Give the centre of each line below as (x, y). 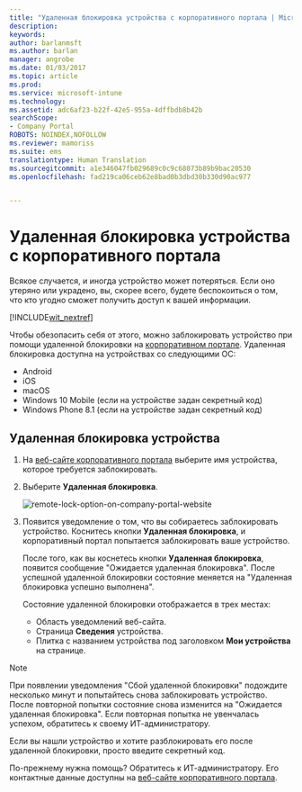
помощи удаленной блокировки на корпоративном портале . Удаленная (147, 345)
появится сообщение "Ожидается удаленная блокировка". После (149, 567)
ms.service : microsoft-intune (66, 93)
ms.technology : (38, 101)
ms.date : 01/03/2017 (48, 68)
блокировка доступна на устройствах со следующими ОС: (123, 354)
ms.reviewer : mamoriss (52, 143)
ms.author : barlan (44, 51)
